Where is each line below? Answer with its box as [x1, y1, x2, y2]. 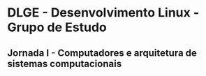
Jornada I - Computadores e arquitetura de [7, 47, 198, 59]
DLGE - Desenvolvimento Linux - [7, 5, 200, 21]
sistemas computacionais [7, 57, 122, 70]
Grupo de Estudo [7, 19, 107, 35]
